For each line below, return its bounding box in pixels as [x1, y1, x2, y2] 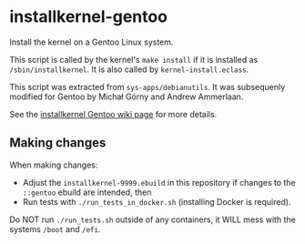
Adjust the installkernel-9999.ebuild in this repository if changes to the [22, 177, 296, 188]
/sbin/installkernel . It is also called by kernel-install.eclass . [9, 64, 249, 75]
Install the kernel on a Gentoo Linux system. [9, 36, 174, 47]
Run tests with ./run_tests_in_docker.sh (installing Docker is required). [22, 196, 291, 207]
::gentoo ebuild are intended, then [22, 187, 152, 198]
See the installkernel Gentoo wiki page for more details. [9, 108, 218, 119]
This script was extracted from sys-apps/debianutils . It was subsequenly [9, 81, 286, 92]
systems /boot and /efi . [9, 223, 101, 234]
